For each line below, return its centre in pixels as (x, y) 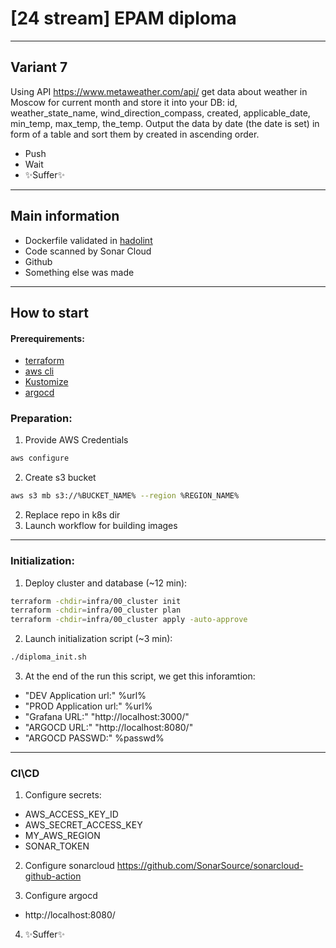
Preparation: (41, 419)
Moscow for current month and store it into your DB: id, (124, 102)
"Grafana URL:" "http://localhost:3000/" (107, 716)
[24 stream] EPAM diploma (123, 18)
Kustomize (46, 382)
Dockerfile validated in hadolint (88, 240)
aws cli (39, 371)
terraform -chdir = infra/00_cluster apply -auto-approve (129, 620)
